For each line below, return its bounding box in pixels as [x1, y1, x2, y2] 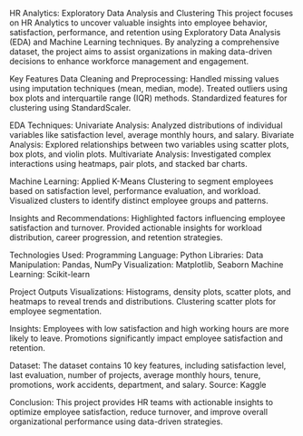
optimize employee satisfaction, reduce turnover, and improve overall [9, 407, 269, 417]
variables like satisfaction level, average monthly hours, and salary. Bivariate [9, 130, 295, 140]
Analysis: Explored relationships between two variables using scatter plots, [9, 140, 289, 150]
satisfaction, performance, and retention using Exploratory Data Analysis [9, 27, 281, 37]
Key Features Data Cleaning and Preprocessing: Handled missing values [9, 73, 279, 84]
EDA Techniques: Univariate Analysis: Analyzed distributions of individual [9, 120, 283, 131]
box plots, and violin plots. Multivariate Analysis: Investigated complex [9, 149, 272, 160]
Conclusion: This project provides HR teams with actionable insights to [9, 397, 274, 407]
